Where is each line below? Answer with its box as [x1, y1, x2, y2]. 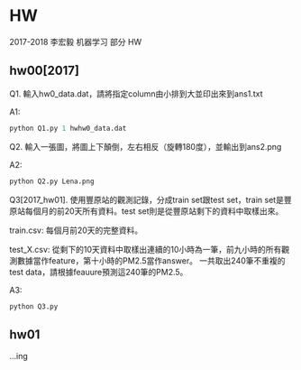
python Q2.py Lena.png [9, 177, 95, 186]
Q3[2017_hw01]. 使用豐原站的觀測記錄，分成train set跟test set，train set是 [9, 194, 284, 205]
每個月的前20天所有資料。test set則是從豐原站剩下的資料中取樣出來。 [24, 205, 284, 217]
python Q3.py [9, 301, 59, 311]
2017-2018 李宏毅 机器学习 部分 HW [9, 36, 142, 47]
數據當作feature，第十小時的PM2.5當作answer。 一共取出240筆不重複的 [16, 254, 286, 266]
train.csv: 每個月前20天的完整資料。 [9, 225, 143, 236]
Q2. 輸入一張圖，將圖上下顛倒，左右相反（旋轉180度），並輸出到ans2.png [9, 141, 282, 152]
